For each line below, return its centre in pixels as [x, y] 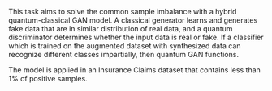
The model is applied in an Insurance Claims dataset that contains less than [135, 70]
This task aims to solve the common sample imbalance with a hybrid [123, 12]
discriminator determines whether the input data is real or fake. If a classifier [136, 37]
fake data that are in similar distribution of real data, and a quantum [121, 29]
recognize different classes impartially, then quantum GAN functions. [124, 54]
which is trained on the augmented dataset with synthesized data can [125, 46]
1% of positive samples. [48, 79]
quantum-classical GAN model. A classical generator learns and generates [133, 20]
